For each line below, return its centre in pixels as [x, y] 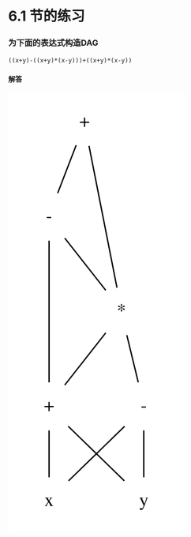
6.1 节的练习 [47, 16]
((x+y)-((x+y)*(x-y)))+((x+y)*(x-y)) [70, 61]
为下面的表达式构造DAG [53, 43]
